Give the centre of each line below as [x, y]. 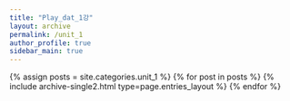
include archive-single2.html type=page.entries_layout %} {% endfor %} [145, 87]
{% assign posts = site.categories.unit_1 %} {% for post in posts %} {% [142, 77]
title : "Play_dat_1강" [51, 18]
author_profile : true [50, 43]
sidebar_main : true [46, 51]
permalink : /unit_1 [46, 34]
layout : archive [40, 26]
